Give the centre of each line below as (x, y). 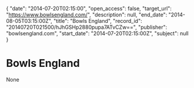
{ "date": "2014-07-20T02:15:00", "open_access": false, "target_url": (89, 9)
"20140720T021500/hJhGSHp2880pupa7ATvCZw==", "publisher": (87, 27)
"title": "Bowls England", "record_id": (98, 21)
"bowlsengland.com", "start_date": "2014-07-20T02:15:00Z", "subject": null (98, 33)
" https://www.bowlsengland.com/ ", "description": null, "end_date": (87, 15)
